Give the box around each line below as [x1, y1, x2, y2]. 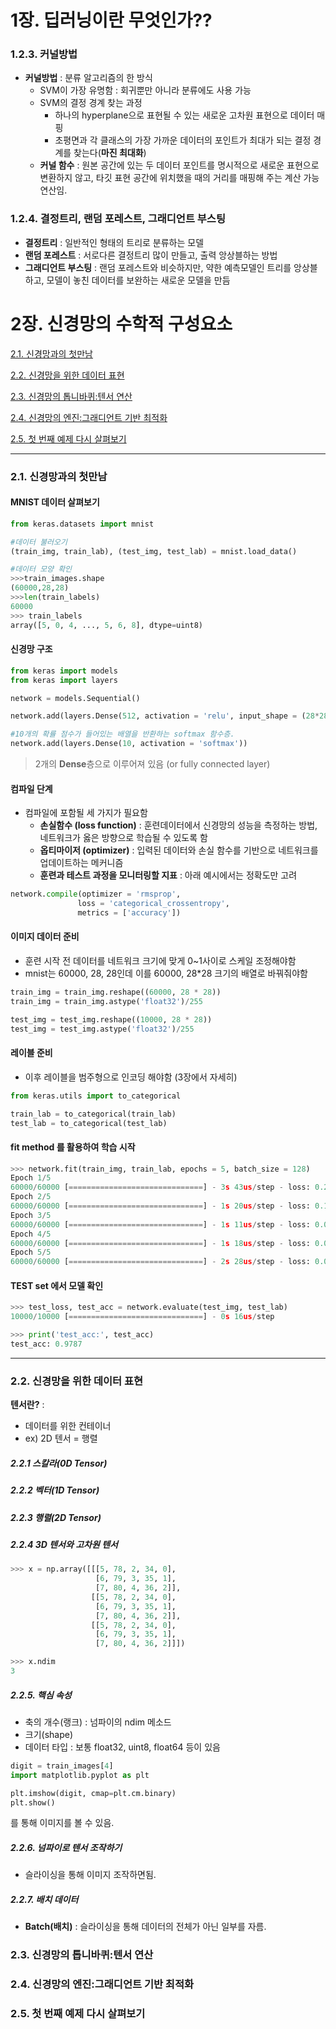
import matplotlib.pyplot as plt [10, 1770, 150, 1780]
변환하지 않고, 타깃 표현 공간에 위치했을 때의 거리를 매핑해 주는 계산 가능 [39, 172, 320, 184]
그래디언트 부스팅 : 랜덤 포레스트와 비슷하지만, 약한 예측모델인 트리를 [24, 261, 292, 273]
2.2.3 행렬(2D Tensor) [10, 1511, 102, 1523]
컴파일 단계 [10, 782, 53, 795]
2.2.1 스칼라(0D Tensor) [10, 1457, 108, 1469]
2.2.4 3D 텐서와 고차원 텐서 [10, 1538, 118, 1550]
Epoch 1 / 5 [10, 1173, 52, 1183]
